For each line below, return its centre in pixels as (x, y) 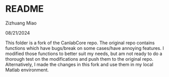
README (25, 9)
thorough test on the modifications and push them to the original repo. (79, 59)
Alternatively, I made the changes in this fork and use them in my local (79, 64)
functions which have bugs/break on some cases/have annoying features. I (84, 48)
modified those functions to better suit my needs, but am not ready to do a (84, 54)
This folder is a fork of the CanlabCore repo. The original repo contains (80, 43)
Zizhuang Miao (21, 23)
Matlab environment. (27, 70)
